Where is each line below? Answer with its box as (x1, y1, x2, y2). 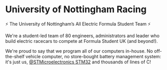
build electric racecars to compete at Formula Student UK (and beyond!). (5, 38, 158, 44)
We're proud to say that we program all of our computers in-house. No (5, 48, 153, 54)
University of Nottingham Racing (5, 4, 147, 15)
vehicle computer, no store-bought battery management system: (25, 53, 161, 59)
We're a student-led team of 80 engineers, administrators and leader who (5, 32, 160, 39)
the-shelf (5, 53, 24, 59)
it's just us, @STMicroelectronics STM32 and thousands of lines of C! (5, 59, 151, 65)
